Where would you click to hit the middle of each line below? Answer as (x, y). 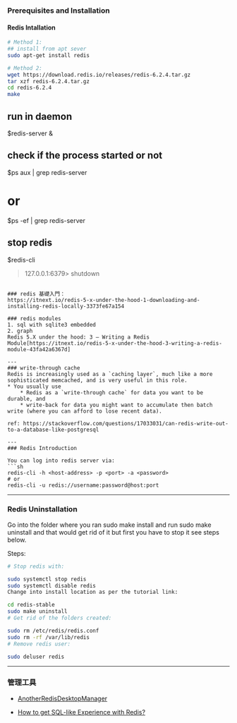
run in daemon (40, 116)
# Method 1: (25, 42)
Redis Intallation (32, 28)
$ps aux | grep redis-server (47, 172)
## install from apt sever (47, 49)
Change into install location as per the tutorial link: (93, 592)
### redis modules (34, 318)
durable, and (26, 399)
